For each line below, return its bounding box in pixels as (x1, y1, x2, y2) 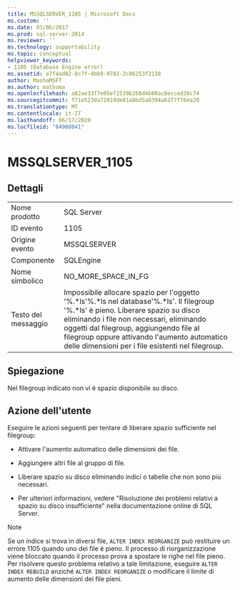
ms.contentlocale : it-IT (7, 110, 81, 117)
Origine (11, 235, 36, 245)
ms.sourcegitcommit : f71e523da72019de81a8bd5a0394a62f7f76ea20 (7, 97, 200, 104)
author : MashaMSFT (7, 76, 62, 84)
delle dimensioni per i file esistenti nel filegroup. (64, 340, 224, 350)
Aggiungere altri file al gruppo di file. (17, 459, 126, 467)
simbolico (11, 275, 44, 285)
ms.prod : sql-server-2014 (7, 30, 84, 38)
